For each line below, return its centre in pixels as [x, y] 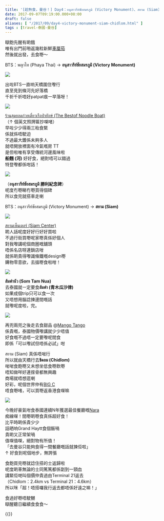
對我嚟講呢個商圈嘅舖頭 [29, 244]
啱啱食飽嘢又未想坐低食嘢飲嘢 [35, 366]
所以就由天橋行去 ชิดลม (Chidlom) [37, 360]
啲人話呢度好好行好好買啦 [31, 232]
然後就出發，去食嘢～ [26, 55]
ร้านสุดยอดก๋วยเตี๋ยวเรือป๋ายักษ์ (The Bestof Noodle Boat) [55, 116]
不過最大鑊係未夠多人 [26, 140]
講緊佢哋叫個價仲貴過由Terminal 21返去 [44, 476]
